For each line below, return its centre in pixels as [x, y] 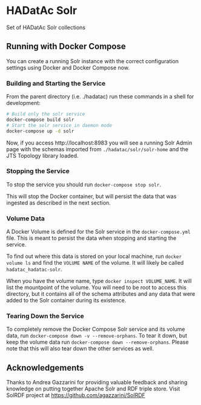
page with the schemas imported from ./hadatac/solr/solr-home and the [97, 149]
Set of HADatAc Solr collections [46, 27]
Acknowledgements [45, 368]
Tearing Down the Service [45, 316]
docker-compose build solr [40, 120]
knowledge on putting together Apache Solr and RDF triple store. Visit [93, 389]
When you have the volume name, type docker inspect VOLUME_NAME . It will [99, 281]
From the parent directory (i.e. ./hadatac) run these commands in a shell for [100, 97]
